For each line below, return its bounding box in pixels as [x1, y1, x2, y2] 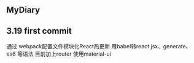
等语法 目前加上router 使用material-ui [17, 50, 112, 57]
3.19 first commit [6, 26, 72, 36]
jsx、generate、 [150, 43, 192, 50]
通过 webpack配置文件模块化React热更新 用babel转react [6, 43, 150, 50]
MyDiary [6, 5, 41, 15]
